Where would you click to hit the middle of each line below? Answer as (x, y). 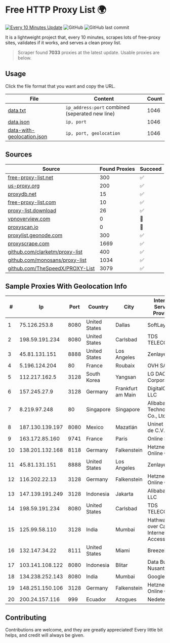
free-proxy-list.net (31, 177)
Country (98, 307)
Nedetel (157, 599)
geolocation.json (28, 136)
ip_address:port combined (98, 107)
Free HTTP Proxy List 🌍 (56, 10)
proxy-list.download (32, 210)
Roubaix (125, 365)
